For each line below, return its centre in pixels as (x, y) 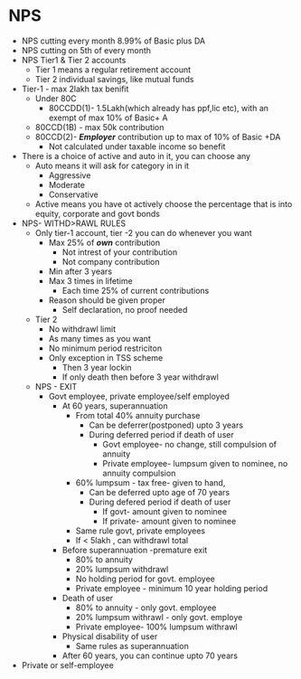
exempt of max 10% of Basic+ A (108, 118)
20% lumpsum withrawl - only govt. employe (159, 617)
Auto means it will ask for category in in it (112, 165)
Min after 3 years (80, 271)
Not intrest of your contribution (120, 252)
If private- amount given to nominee (169, 521)
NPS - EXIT (56, 386)
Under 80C (56, 98)
